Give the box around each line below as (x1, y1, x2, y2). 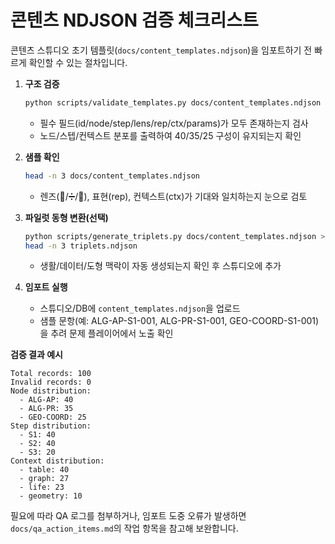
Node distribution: (10, 386, 92, 396)
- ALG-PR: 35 (19, 404, 74, 414)
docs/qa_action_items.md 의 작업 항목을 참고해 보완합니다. (10, 522, 239, 535)
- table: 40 (19, 465, 70, 475)
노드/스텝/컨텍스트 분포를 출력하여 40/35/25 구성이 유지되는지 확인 (39, 129, 302, 141)
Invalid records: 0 (10, 377, 92, 388)
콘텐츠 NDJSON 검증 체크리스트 (10, 9, 259, 32)
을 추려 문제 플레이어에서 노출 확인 (39, 327, 174, 340)
